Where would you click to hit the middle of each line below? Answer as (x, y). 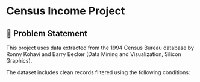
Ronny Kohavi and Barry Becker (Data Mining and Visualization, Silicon (94, 54)
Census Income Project (66, 11)
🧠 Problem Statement (47, 33)
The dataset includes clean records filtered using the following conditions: (98, 72)
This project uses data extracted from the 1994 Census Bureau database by (100, 48)
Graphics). (19, 61)
